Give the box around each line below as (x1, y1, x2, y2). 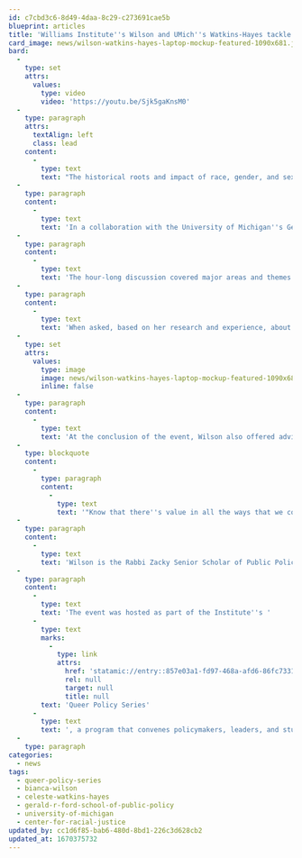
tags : (8, 767, 29, 776)
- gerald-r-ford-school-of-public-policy (16, 801, 175, 810)
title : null (65, 691, 110, 701)
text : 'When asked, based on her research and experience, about (41, 324, 292, 333)
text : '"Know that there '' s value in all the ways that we (56, 507, 283, 516)
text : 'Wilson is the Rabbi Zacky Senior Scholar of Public (41, 558, 271, 567)
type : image (41, 365, 87, 374)
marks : (41, 633, 66, 643)
